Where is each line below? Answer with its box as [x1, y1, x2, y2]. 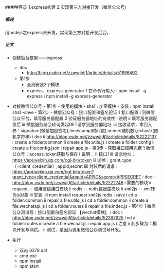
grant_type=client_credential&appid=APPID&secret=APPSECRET [12, 174, 142, 179]
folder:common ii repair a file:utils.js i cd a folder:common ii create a [12, 197, 148, 203]
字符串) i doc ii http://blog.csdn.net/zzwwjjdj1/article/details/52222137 [16, 134, 157, 139]
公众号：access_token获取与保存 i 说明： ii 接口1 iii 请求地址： [12, 151, 136, 157]
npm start [19, 263, 39, 269]
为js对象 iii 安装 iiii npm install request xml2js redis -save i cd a [12, 192, 137, 197]
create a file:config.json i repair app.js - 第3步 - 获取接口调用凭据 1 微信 [12, 145, 155, 151]
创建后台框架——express [12, 55, 62, 60]
